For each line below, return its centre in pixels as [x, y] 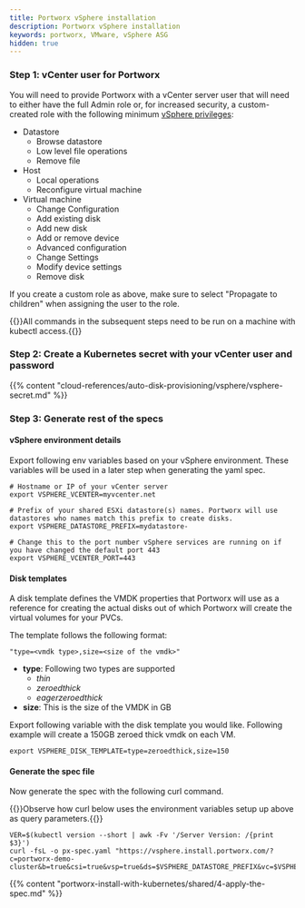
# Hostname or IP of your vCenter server [89, 487]
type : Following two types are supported [98, 669]
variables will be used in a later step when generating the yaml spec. [138, 469]
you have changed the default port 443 [85, 550]
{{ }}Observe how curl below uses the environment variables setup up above [152, 809]
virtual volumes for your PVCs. [66, 617]
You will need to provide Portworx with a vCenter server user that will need [150, 94]
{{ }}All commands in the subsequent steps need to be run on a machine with [152, 321]
